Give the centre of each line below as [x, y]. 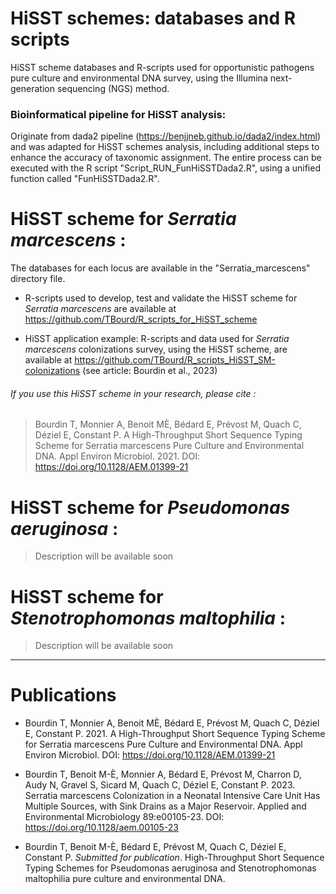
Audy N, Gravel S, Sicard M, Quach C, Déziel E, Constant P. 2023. [160, 785]
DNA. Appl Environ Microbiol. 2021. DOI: [117, 456]
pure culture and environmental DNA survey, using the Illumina [139, 78]
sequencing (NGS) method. [113, 88]
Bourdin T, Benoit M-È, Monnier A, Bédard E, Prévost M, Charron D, [163, 774]
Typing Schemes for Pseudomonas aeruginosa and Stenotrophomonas [170, 868]
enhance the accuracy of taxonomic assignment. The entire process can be [166, 158]
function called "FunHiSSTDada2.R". [85, 179]
